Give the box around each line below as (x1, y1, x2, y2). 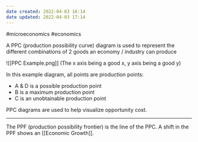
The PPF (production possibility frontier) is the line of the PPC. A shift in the (6, 123, 189, 130)
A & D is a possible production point (14, 82, 102, 89)
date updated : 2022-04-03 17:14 (6, 14, 85, 20)
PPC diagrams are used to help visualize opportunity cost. (6, 106, 147, 113)
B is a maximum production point (14, 88, 95, 95)
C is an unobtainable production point (14, 95, 106, 102)
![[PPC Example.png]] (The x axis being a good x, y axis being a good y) (6, 60, 181, 67)
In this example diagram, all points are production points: (6, 71, 144, 78)
